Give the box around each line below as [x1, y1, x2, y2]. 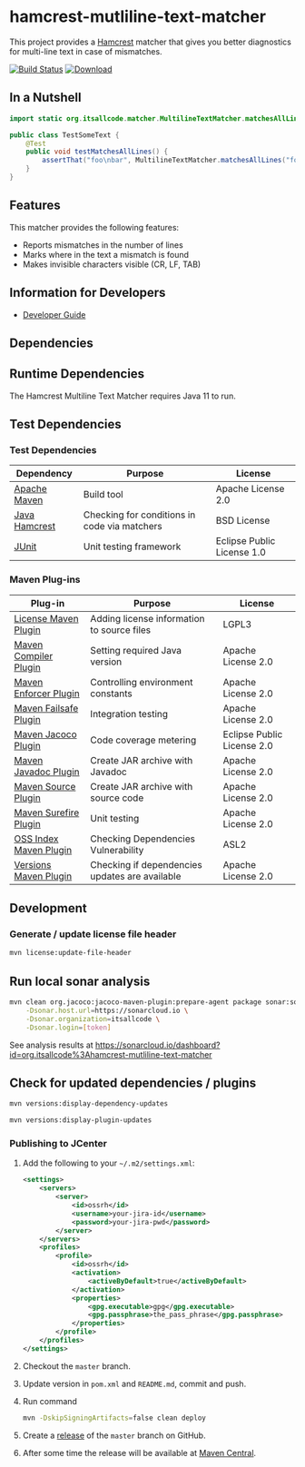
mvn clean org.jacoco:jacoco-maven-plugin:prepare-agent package [9, 998, 261, 1007]
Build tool [83, 488, 124, 501]
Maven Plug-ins [9, 574, 81, 586]
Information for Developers [9, 285, 166, 300]
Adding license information [90, 612, 205, 625]
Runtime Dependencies [9, 366, 145, 382]
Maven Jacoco [14, 728, 77, 741]
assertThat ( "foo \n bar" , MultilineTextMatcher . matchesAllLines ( [42, 156, 286, 165]
